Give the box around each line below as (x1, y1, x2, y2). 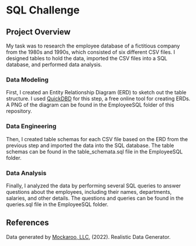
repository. (6, 108, 32, 115)
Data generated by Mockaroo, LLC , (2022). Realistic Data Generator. (6, 233, 171, 240)
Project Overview (6, 27, 71, 37)
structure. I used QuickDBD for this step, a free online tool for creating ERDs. (6, 95, 191, 102)
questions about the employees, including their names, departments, (6, 188, 172, 195)
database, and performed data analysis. (6, 61, 102, 68)
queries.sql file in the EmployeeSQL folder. (6, 200, 109, 208)
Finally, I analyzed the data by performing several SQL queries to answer (6, 182, 181, 189)
